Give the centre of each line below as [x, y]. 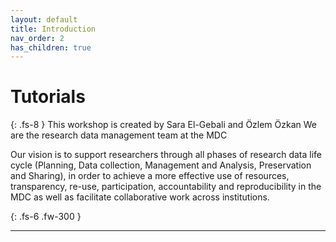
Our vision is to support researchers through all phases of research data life [166, 155]
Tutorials [48, 97]
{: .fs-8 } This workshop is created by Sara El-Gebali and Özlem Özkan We [164, 125]
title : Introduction [53, 29]
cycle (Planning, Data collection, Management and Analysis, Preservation [161, 165]
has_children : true [51, 47]
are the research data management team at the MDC [119, 135]
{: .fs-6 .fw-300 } [46, 217]
